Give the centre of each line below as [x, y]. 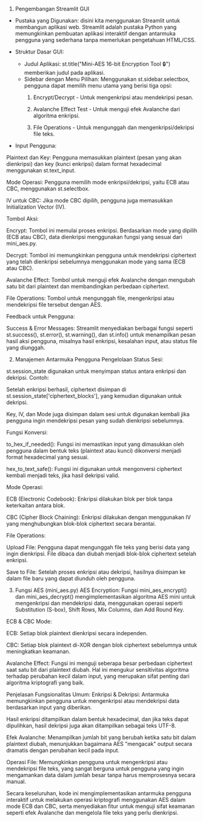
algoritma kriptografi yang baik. [45, 683]
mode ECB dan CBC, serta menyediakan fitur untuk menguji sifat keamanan [101, 806]
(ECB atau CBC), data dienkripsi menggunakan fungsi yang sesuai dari [95, 237]
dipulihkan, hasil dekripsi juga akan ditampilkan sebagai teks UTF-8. [91, 726]
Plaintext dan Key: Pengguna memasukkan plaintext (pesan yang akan [94, 157]
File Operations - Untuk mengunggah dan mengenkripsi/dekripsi [114, 127]
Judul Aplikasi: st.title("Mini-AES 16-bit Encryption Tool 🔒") [97, 64]
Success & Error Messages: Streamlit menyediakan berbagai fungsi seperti [100, 328]
